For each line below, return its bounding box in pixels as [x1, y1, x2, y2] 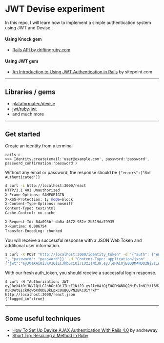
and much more [12, 111, 44, 117]
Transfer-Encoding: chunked [5, 229, 62, 233]
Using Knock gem [5, 36, 42, 42]
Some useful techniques [5, 314, 81, 322]
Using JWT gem [5, 58, 39, 64]
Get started [5, 130, 41, 138]
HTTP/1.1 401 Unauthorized [5, 187, 60, 193]
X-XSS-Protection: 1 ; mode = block [5, 197, 73, 202]
